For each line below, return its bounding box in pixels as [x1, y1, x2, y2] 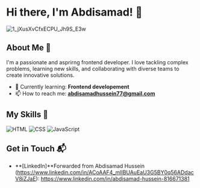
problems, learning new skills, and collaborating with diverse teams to [6, 65, 180, 72]
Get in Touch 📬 [6, 144, 66, 154]
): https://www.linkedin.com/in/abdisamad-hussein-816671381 [36, 175, 190, 183]
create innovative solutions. [6, 71, 75, 79]
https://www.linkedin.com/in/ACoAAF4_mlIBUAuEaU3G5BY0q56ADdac [17, 169, 194, 176]
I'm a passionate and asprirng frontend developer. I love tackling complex [6, 58, 189, 65]
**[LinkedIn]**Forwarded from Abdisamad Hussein [14, 162, 145, 170]
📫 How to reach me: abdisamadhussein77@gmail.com [14, 89, 155, 97]
